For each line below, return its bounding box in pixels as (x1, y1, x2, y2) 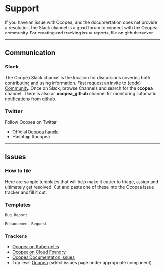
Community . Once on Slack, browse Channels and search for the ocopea (5, 85, 153, 91)
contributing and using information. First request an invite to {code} (5, 80, 141, 86)
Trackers (5, 233, 27, 239)
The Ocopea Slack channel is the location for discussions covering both (5, 74, 151, 80)
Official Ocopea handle (12, 129, 59, 135)
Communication (5, 49, 55, 57)
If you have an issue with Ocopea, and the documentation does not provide (5, 19, 157, 25)
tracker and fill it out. (5, 189, 47, 195)
